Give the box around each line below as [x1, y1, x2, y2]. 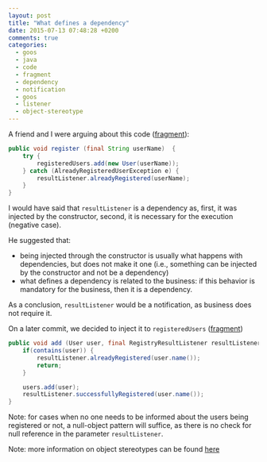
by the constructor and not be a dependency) [19, 268, 169, 278]
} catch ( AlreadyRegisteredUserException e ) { [22, 167, 180, 175]
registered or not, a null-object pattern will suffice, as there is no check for [8, 421, 252, 430]
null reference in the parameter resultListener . [8, 429, 164, 439]
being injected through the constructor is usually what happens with [19, 251, 243, 260]
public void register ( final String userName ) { [8, 144, 176, 152]
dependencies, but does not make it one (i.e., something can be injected [19, 260, 257, 269]
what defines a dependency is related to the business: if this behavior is [19, 276, 256, 286]
